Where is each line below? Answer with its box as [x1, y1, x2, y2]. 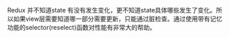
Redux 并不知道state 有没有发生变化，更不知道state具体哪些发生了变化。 [7, 6, 216, 14]
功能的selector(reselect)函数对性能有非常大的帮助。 [7, 23, 156, 31]
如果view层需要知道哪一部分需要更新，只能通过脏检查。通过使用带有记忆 [13, 15, 223, 23]
